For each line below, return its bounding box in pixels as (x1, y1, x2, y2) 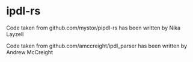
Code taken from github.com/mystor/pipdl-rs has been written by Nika (6, 24, 181, 31)
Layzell (6, 30, 24, 37)
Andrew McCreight (6, 48, 53, 55)
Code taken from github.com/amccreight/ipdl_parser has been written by (6, 42, 188, 49)
